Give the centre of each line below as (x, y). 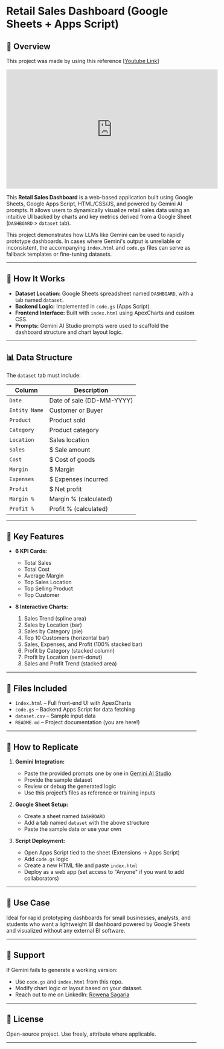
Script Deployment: (40, 841)
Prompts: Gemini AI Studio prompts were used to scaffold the (92, 325)
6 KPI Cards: (31, 551)
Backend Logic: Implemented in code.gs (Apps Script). (83, 306)
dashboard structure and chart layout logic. (69, 332)
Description (91, 390)
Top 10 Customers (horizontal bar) (67, 638)
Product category (74, 430)
